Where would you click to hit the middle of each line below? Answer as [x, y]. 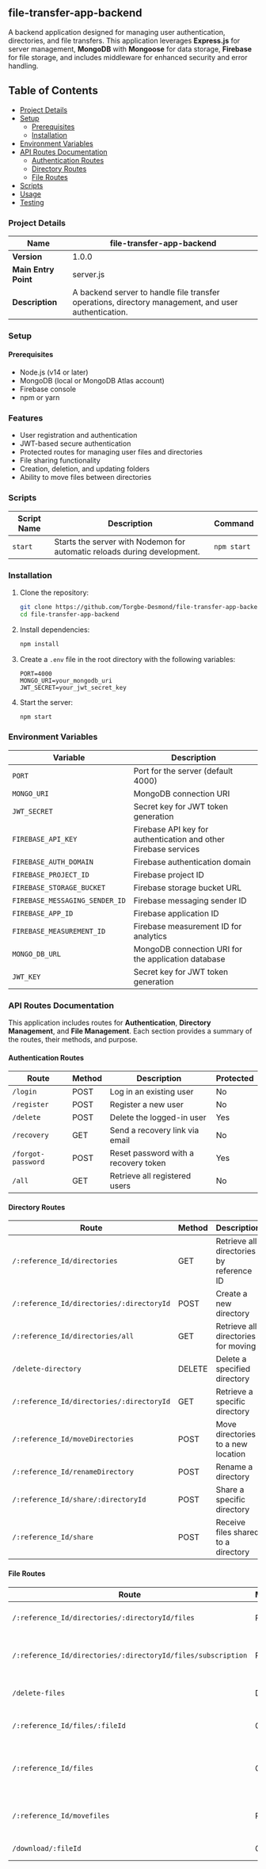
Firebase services [167, 849]
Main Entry [33, 269]
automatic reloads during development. [127, 551]
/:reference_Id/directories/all [73, 1336]
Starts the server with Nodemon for [120, 542]
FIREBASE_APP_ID [43, 913]
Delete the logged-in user [158, 1117]
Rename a [234, 1467]
